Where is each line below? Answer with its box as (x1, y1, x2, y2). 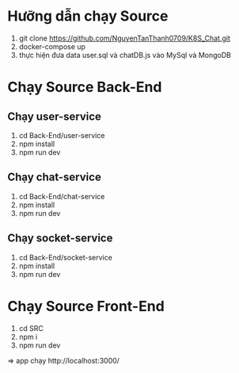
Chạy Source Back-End (7, 79, 162, 96)
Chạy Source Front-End (7, 297, 165, 315)
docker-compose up (18, 41, 86, 51)
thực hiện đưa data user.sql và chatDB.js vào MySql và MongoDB (18, 50, 231, 60)
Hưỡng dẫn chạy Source (7, 7, 169, 25)
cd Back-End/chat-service (18, 191, 105, 201)
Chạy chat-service (7, 171, 102, 184)
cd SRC (18, 323, 44, 333)
